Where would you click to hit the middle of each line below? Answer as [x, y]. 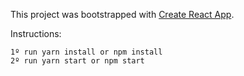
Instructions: [36, 33]
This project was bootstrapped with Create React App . [122, 14]
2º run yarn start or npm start [77, 61]
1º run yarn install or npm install [86, 52]
